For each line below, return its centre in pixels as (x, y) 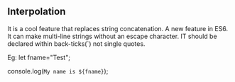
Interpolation (37, 12)
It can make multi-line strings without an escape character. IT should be (113, 36)
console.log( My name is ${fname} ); (58, 71)
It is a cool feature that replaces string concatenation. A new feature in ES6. (118, 28)
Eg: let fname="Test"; (39, 57)
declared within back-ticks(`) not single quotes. (76, 43)
